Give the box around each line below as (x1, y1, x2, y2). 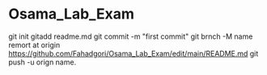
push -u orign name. (8, 57, 77, 67)
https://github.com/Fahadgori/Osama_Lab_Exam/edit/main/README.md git (8, 48, 259, 58)
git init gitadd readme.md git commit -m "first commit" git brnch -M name (8, 31, 253, 41)
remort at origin (8, 40, 61, 49)
